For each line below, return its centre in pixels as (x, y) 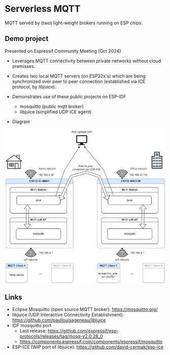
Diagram (21, 122)
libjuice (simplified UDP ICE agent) (56, 111)
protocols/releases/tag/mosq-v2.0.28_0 (61, 336)
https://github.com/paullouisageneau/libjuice (59, 320)
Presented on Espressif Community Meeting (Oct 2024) (63, 51)
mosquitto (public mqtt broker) (52, 106)
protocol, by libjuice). (34, 87)
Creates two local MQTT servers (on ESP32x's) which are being (79, 76)
